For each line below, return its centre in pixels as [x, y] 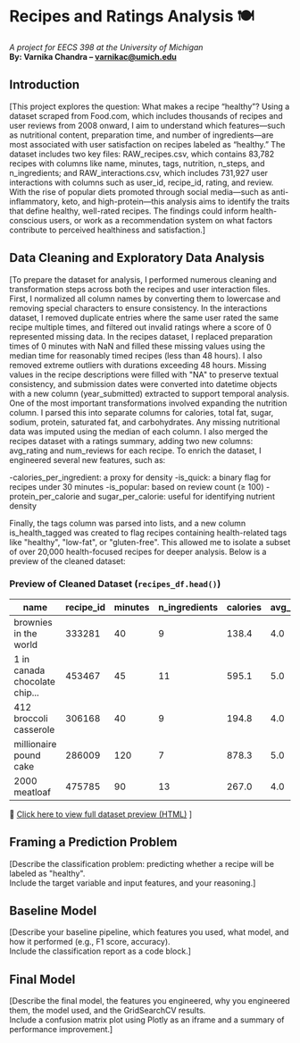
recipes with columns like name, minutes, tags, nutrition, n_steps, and [137, 163]
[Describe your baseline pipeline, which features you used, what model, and [149, 932]
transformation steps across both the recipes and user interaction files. [140, 289]
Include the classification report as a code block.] [100, 951]
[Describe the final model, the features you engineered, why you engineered [150, 1001]
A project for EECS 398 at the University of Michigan [106, 47]
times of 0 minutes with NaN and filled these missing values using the [137, 346]
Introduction [45, 85]
